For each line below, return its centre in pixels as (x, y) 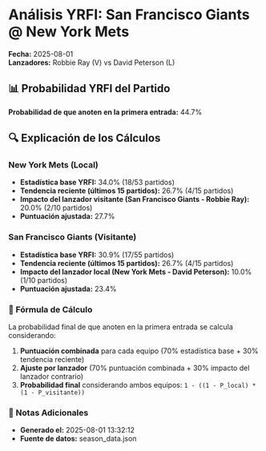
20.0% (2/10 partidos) (56, 208)
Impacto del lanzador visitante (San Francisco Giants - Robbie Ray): (135, 199)
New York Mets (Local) (53, 165)
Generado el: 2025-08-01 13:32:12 (77, 430)
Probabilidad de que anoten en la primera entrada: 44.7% (105, 112)
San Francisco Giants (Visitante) (73, 237)
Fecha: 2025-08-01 (41, 54)
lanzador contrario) (52, 377)
